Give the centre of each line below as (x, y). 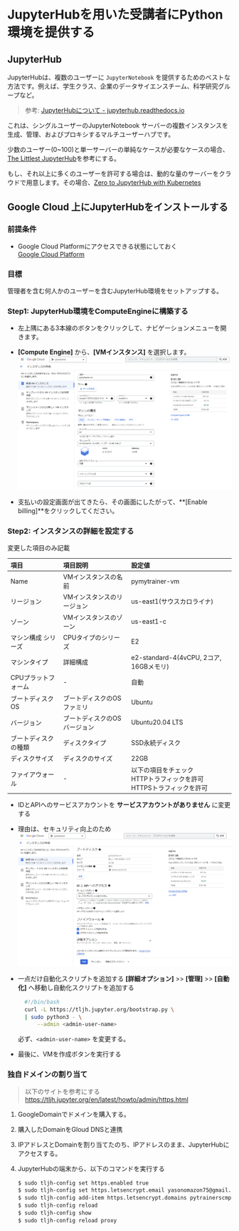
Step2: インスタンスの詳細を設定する (71, 531)
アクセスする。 (39, 1153)
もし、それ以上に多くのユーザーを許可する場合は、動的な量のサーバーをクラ (119, 173)
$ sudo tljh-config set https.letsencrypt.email (91, 1190)
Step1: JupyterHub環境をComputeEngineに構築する (98, 311)
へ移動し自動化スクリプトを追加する (81, 987)
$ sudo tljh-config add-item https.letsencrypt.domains (102, 1198)
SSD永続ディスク (156, 743)
